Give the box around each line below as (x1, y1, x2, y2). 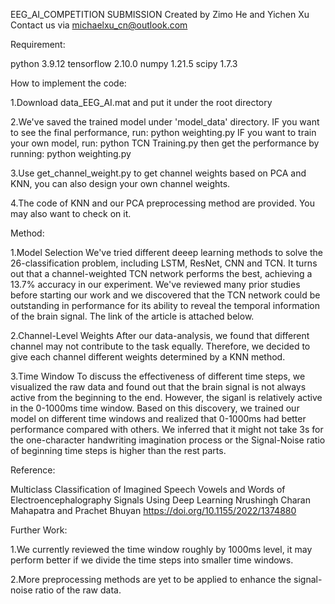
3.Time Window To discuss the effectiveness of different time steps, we (10, 370, 306, 382)
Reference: (10, 464, 56, 476)
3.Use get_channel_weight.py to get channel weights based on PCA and (10, 167, 307, 179)
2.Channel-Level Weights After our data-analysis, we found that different (10, 330, 310, 341)
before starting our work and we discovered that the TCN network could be (10, 289, 321, 301)
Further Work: (10, 524, 68, 536)
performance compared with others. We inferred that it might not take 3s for (10, 424, 324, 435)
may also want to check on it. (10, 208, 132, 219)
